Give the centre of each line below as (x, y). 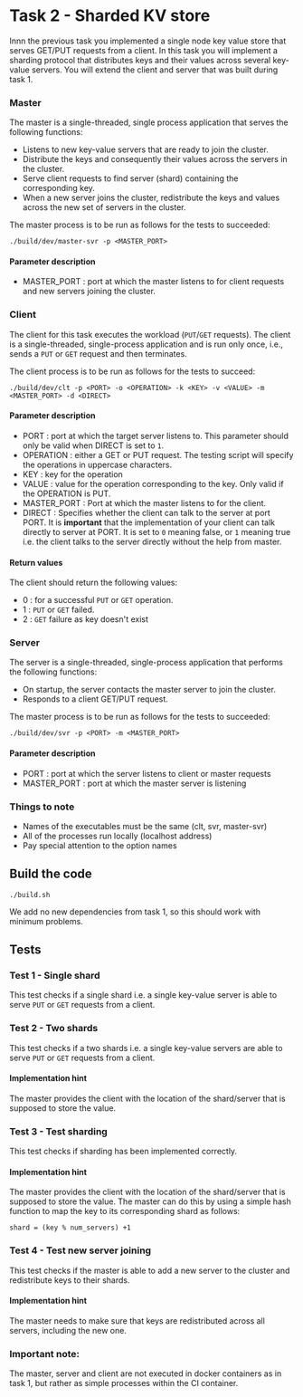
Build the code (51, 874)
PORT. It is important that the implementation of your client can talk (149, 522)
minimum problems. (46, 921)
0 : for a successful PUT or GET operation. (98, 600)
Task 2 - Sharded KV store (110, 16)
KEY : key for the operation (73, 474)
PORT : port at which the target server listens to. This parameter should (156, 435)
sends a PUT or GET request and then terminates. (98, 353)
